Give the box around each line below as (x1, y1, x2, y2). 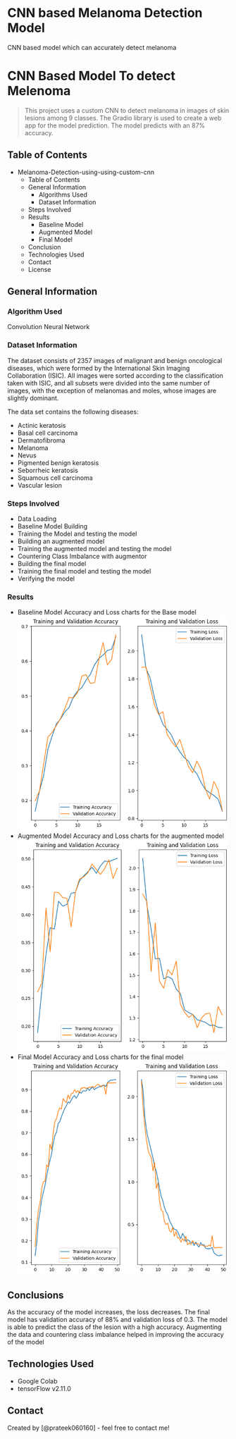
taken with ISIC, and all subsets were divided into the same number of (7, 378, 210, 387)
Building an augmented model (17, 537, 105, 545)
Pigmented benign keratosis (17, 458, 99, 467)
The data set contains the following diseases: (7, 407, 139, 416)
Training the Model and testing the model (17, 529, 137, 538)
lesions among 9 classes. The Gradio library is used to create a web (24, 113, 222, 122)
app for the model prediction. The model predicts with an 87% (24, 121, 206, 130)
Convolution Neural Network (7, 323, 90, 331)
